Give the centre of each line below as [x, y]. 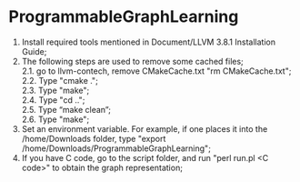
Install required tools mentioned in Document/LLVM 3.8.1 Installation [149, 42]
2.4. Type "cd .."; [53, 100]
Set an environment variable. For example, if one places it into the [145, 128]
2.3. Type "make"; [55, 90]
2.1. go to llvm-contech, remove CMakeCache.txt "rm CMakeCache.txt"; [156, 71]
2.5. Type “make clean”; [66, 109]
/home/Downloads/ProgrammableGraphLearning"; [116, 148]
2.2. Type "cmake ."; [60, 80]
